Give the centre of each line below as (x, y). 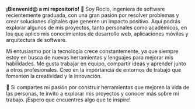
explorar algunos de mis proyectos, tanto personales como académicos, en (97, 27)
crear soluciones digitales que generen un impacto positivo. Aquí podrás (93, 21)
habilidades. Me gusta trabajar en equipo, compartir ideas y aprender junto (96, 64)
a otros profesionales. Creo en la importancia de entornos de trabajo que (94, 70)
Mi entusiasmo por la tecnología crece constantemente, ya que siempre (92, 51)
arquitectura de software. (36, 40)
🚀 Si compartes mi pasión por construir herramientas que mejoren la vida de (98, 87)
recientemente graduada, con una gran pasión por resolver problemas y (93, 15)
